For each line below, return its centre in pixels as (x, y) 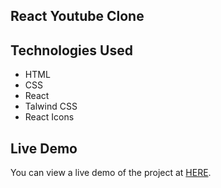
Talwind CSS (51, 106)
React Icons (49, 117)
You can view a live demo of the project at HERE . (111, 173)
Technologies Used (71, 50)
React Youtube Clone (77, 16)
